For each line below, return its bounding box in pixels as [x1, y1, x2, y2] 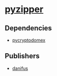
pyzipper [5, 4, 44, 15]
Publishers [5, 52, 40, 60]
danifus [12, 65, 28, 71]
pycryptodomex [12, 37, 46, 43]
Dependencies [5, 24, 52, 32]
